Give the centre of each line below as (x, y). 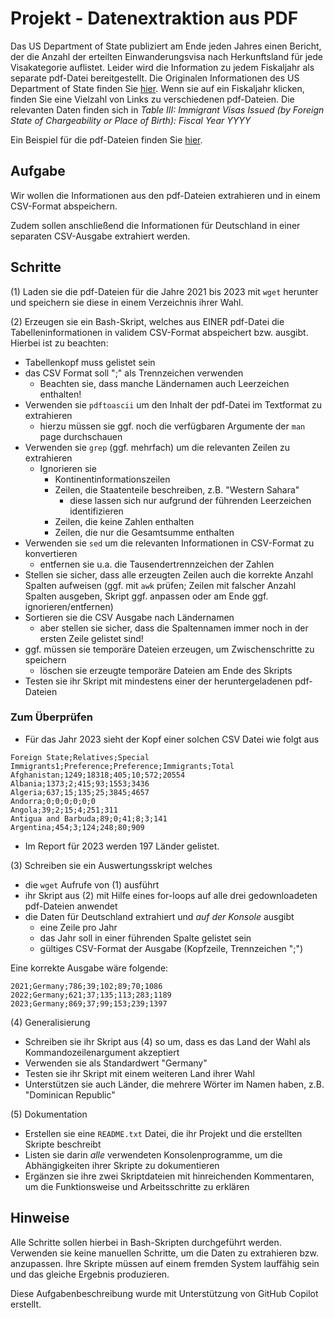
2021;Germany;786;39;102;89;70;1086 (86, 986)
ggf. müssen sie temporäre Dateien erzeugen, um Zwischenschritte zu (169, 649)
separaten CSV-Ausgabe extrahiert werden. (100, 236)
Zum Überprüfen (51, 717)
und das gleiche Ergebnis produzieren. (90, 1274)
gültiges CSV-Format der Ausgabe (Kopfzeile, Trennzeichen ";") (171, 948)
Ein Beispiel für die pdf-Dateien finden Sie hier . (106, 139)
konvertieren (51, 553)
